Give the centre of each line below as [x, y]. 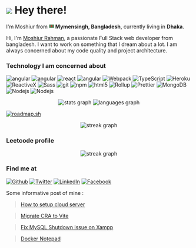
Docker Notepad [40, 239]
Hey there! [41, 10]
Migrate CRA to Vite [44, 216]
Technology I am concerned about [56, 65]
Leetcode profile [30, 141]
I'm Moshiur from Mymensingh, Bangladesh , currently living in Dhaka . [95, 27]
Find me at [21, 168]
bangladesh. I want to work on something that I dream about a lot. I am [92, 44]
